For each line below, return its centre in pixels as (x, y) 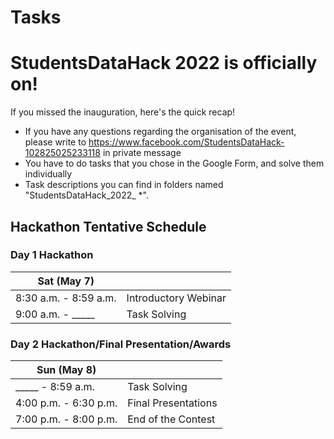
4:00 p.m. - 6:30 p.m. (66, 403)
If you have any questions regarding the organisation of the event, (160, 132)
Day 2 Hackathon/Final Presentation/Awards (121, 344)
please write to (55, 142)
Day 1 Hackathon (52, 255)
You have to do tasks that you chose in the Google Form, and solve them (174, 163)
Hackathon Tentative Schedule (108, 226)
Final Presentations (172, 403)
